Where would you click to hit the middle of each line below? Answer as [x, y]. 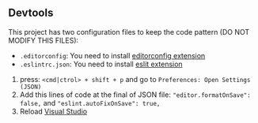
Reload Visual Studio [53, 111]
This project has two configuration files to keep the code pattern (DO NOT [129, 32]
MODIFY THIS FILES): [44, 40]
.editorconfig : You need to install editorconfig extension [112, 55]
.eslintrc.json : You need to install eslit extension [101, 64]
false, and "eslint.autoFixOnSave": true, [90, 102]
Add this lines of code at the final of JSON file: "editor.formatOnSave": [135, 95]
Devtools [31, 13]
